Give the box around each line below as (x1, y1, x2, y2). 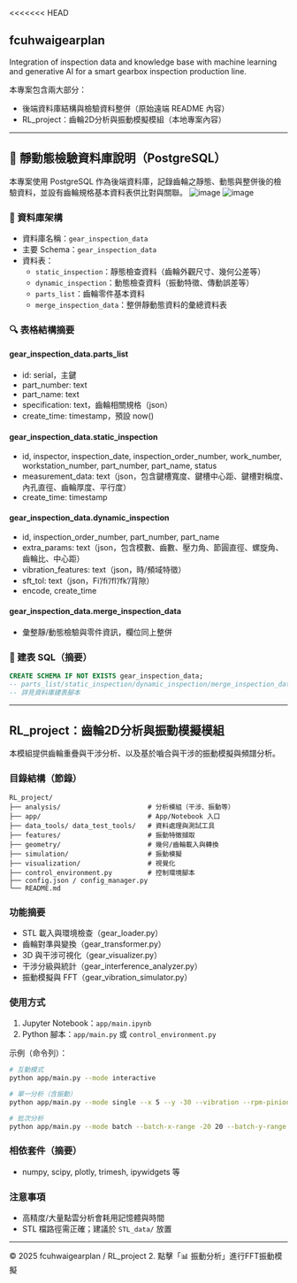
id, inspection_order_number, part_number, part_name (21, 532, 220, 542)
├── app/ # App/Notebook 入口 (9, 811, 221, 821)
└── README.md (9, 884, 62, 893)
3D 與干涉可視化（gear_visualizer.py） (21, 949, 162, 960)
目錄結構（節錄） (9, 772, 82, 785)
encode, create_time (21, 586, 97, 596)
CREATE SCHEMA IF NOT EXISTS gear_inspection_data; (9, 672, 203, 680)
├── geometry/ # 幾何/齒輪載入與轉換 (9, 840, 219, 849)
